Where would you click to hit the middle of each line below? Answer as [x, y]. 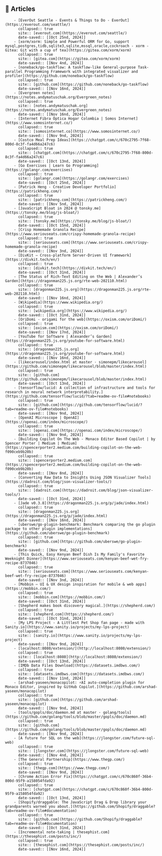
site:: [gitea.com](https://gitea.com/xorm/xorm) [69, 59]
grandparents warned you [30, 806]
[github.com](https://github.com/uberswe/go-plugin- [88, 542]
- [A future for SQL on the [42, 738]
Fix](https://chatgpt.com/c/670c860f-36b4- [108, 776]
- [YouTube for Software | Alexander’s [54, 336]
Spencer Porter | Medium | [32, 443]
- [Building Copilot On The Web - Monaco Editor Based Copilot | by [85, 439]
